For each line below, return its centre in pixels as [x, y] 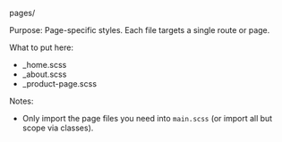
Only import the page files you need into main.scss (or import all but [147, 118]
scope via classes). [58, 128]
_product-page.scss [59, 84]
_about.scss [44, 74]
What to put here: [42, 47]
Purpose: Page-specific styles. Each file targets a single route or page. [140, 30]
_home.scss [44, 65]
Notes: [21, 101]
